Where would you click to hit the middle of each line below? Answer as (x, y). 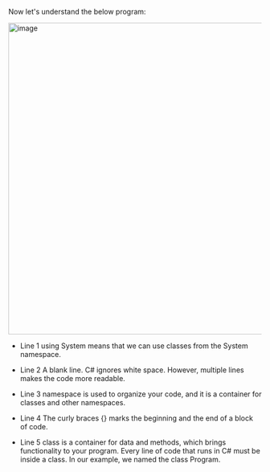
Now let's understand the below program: (77, 12)
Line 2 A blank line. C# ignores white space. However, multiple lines (132, 370)
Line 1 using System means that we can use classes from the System (134, 346)
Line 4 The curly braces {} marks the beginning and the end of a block (136, 418)
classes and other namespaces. (73, 402)
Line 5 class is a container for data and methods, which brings (123, 442)
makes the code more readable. (73, 378)
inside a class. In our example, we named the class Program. (120, 459)
